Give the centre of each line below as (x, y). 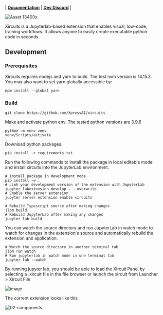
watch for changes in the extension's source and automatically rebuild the (79, 233)
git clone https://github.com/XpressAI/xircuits (55, 113)
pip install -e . (23, 180)
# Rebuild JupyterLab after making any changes (54, 214)
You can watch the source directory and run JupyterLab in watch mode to (79, 228)
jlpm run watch (20, 251)
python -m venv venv (26, 131)
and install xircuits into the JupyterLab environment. (57, 167)
